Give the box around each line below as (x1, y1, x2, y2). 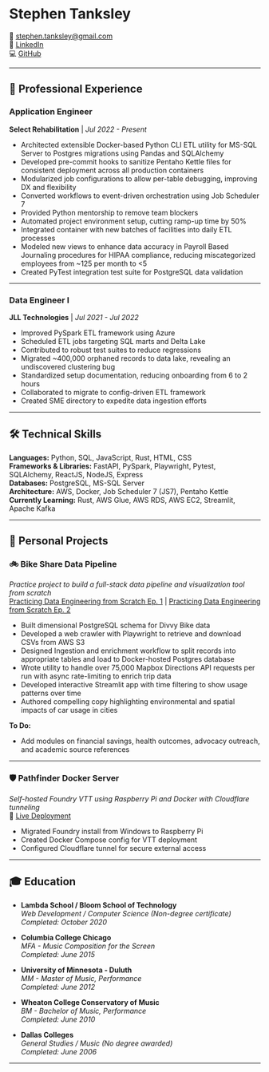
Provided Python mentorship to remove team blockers (20, 208, 199, 217)
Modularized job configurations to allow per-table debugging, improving (20, 173, 258, 184)
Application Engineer (9, 106, 93, 117)
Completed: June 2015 (20, 949, 95, 959)
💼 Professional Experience (9, 82, 143, 96)
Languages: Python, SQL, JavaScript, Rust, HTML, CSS (9, 453, 192, 462)
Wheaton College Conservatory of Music (20, 997, 160, 1007)
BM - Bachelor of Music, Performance (20, 1006, 147, 1015)
